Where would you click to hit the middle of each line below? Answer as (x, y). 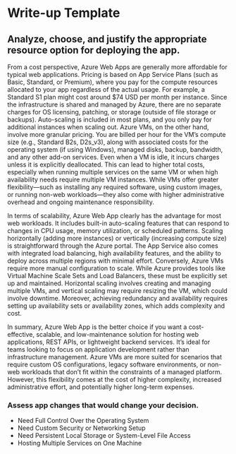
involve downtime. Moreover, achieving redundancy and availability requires (117, 298)
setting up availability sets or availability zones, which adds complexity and (116, 306)
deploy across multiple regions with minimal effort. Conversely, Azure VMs (116, 261)
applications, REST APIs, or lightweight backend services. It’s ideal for (109, 342)
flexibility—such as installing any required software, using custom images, (115, 187)
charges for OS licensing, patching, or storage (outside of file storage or (112, 112)
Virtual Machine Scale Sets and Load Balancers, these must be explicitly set (117, 276)
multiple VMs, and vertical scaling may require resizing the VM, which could (117, 291)
